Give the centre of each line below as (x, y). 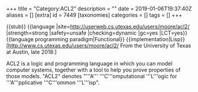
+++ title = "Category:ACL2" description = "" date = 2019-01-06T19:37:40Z (99, 9)
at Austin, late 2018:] (31, 52)
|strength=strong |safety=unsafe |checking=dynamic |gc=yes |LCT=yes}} (97, 33)
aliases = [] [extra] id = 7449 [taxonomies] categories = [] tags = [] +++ (94, 15)
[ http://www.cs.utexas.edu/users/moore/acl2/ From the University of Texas (99, 45)
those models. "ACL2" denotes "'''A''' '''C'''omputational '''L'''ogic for (92, 76)
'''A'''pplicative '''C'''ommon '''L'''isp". (53, 82)
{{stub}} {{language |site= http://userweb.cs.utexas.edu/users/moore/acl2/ (98, 27)
